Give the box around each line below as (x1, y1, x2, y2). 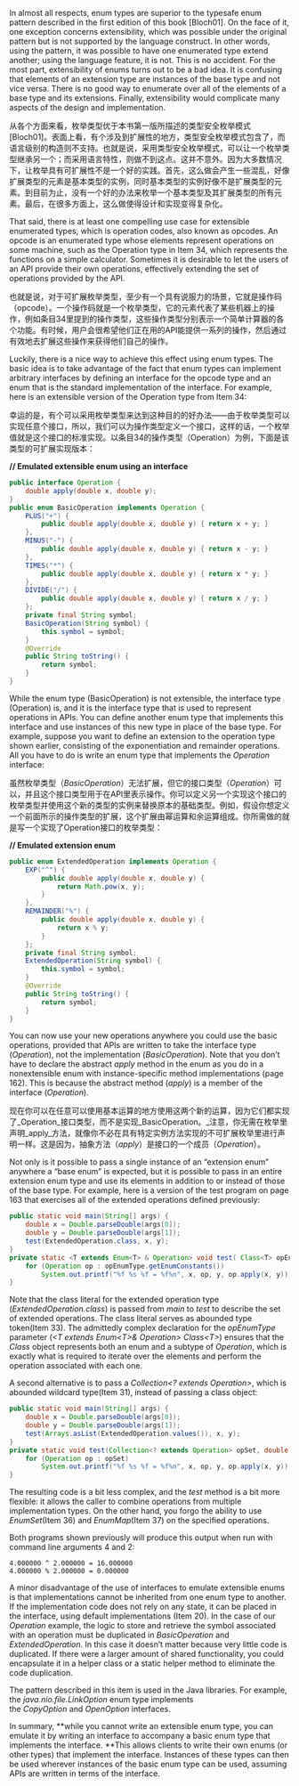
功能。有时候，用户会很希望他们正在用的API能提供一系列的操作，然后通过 (16, 325, 287, 335)
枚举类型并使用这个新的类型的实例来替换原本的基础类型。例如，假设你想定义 (9, 800, 290, 810)
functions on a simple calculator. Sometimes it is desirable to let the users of (9, 254, 289, 264)
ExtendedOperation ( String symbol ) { (25, 956, 162, 965)
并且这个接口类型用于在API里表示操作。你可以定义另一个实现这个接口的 (24, 788, 287, 800)
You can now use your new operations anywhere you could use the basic (9, 1030, 278, 1041)
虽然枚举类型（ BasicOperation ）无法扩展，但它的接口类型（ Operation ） (9, 777, 274, 788)
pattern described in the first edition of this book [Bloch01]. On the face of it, (9, 17, 289, 28)
